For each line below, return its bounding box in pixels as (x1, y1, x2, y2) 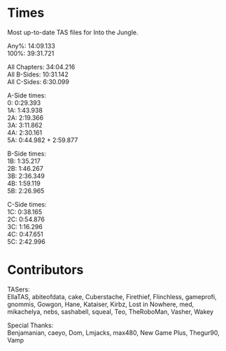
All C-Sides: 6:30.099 (7, 77, 70, 85)
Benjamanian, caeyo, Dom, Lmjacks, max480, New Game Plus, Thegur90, (7, 328, 220, 337)
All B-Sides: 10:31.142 (7, 70, 69, 78)
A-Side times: (7, 91, 47, 99)
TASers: (7, 285, 30, 294)
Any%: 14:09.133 (7, 41, 56, 50)
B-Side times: (7, 149, 47, 158)
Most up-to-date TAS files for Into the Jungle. (7, 28, 139, 36)
